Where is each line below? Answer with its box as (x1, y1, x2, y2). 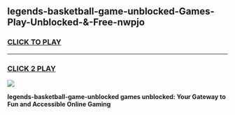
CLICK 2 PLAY (7, 63, 56, 73)
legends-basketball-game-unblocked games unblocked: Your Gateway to (7, 92, 226, 100)
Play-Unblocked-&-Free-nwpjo (7, 17, 145, 29)
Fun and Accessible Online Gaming (7, 100, 111, 108)
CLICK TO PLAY (7, 38, 62, 47)
